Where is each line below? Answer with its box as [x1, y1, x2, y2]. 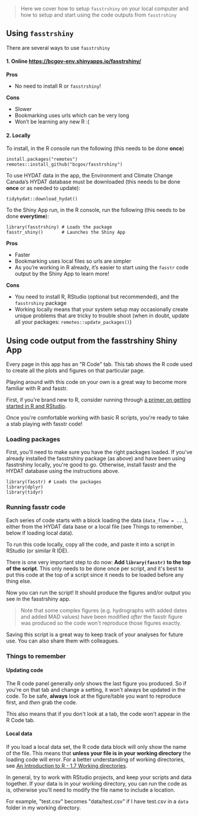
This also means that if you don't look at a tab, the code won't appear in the [6, 710, 190, 717]
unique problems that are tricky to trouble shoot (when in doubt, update [14, 312, 189, 319]
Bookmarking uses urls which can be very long [14, 112, 129, 119]
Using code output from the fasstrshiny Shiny [6, 335, 178, 346]
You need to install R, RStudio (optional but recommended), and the [14, 293, 179, 300]
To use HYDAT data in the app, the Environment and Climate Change [6, 172, 173, 179]
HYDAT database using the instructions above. [6, 468, 120, 475]
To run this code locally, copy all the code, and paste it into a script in [6, 541, 175, 548]
